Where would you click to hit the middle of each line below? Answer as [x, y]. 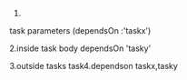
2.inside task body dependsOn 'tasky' [80, 48]
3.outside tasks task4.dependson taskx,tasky [94, 66]
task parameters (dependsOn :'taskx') [80, 30]
